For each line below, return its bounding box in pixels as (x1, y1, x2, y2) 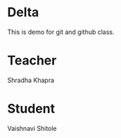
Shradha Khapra (7, 76, 55, 84)
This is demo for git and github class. (7, 28, 115, 36)
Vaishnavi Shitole (7, 124, 58, 132)
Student (7, 100, 56, 117)
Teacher (7, 52, 57, 69)
